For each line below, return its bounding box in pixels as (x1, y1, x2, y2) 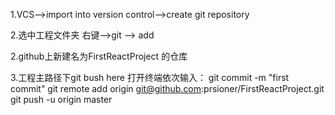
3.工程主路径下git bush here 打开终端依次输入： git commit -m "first (10, 72, 290, 83)
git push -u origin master (10, 94, 113, 105)
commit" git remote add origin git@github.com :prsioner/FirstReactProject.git (10, 83, 325, 94)
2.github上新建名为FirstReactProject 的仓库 (10, 50, 188, 62)
